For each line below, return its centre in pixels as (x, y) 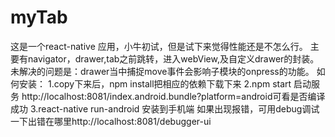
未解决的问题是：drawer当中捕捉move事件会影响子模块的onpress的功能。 (162, 71)
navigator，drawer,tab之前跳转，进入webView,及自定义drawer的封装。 (173, 58)
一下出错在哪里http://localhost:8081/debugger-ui (111, 121)
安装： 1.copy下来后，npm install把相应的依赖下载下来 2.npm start (155, 83)
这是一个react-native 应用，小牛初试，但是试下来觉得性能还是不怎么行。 (159, 46)
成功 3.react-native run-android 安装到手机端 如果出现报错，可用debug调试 (165, 108)
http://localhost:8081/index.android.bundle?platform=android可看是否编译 (173, 96)
